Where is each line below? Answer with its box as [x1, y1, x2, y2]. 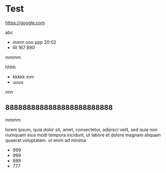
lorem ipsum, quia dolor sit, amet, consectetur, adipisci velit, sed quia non [5, 126, 157, 132]
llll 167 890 [12, 44, 35, 50]
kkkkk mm [12, 73, 34, 79]
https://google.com [5, 20, 45, 26]
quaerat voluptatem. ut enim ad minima [5, 137, 87, 143]
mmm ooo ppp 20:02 [12, 39, 57, 45]
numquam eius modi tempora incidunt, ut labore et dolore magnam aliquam [5, 132, 161, 138]
